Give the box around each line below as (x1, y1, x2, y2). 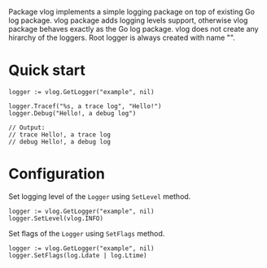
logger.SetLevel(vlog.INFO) (8, 214, 104, 223)
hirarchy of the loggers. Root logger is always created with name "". (8, 32, 236, 42)
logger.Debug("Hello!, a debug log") (8, 109, 137, 117)
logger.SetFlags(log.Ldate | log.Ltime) (8, 251, 148, 259)
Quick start (8, 61, 85, 80)
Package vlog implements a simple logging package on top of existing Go (8, 7, 255, 16)
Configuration (8, 165, 106, 184)
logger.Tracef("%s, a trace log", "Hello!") (8, 102, 162, 110)
